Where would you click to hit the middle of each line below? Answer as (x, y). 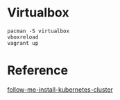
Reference (37, 71)
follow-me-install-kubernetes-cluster (60, 89)
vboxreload (23, 37)
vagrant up (23, 43)
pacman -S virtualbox (38, 31)
